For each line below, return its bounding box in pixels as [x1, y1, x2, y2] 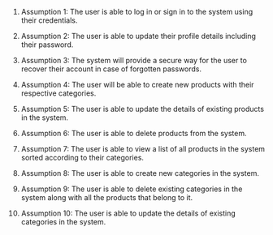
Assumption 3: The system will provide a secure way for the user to [20, 56, 247, 65]
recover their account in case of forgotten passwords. [20, 64, 202, 74]
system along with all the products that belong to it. [20, 193, 193, 202]
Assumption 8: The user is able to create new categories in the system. [20, 169, 259, 177]
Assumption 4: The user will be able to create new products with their [20, 80, 254, 89]
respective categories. [20, 88, 97, 98]
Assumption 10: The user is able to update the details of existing [20, 208, 236, 218]
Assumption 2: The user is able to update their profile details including [20, 32, 257, 41]
